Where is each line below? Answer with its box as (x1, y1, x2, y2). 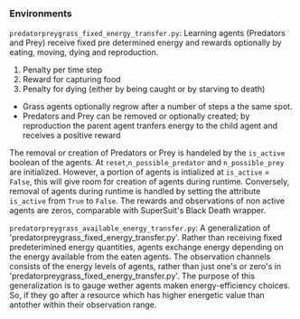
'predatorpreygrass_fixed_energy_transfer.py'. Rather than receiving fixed (9, 232, 283, 243)
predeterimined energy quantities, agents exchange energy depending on (9, 242, 285, 253)
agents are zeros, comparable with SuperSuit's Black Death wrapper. (9, 205, 267, 216)
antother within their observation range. (9, 299, 157, 310)
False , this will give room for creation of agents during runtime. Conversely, (9, 176, 290, 187)
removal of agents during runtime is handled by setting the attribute (9, 186, 261, 197)
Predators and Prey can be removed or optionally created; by (22, 111, 250, 122)
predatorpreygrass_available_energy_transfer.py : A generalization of (9, 222, 271, 233)
